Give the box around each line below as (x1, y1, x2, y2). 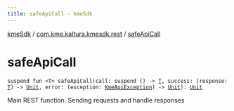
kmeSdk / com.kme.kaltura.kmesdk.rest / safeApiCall (7, 30, 161, 38)
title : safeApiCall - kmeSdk (7, 10, 93, 18)
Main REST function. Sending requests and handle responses (7, 96, 185, 104)
